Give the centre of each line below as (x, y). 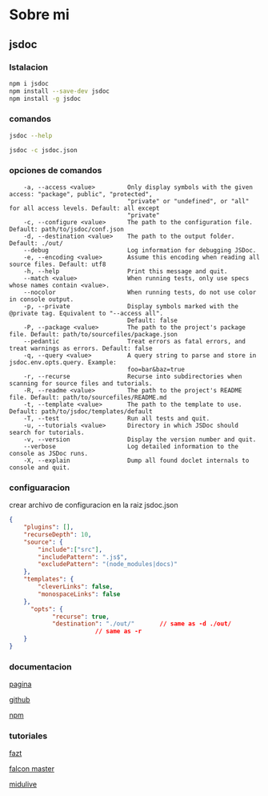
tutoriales (28, 736)
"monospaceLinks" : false (79, 594)
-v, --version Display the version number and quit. (140, 439)
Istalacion (29, 67)
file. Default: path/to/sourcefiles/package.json (94, 334)
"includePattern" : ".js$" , (83, 557)
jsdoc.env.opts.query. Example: (63, 362)
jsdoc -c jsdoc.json (44, 150)
